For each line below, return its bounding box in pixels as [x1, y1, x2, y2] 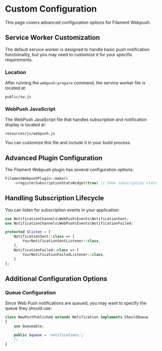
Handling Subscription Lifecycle [5, 194, 104, 202]
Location [5, 69, 27, 76]
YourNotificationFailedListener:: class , [22, 252, 105, 257]
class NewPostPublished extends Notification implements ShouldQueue [5, 315, 149, 320]
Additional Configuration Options [5, 274, 108, 283]
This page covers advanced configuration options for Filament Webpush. [5, 19, 151, 25]
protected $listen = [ [5, 230, 51, 234]
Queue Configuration [5, 289, 56, 296]
